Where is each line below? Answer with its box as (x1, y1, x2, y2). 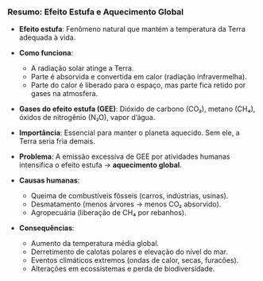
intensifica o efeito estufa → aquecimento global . (18, 160, 182, 170)
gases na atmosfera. (30, 89, 99, 98)
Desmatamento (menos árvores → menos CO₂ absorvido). (30, 199, 222, 209)
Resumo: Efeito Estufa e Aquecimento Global (7, 6, 184, 17)
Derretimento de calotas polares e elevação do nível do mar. (30, 247, 228, 256)
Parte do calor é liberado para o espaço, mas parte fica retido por (30, 80, 246, 90)
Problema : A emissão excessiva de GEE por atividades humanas (18, 152, 230, 161)
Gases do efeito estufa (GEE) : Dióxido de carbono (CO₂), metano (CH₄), (18, 104, 256, 114)
